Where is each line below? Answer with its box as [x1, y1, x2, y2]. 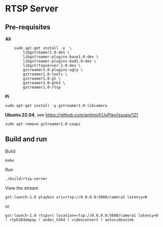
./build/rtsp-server [5, 176, 48, 181]
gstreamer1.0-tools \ [23, 72, 68, 77]
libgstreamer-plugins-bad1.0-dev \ [23, 59, 97, 64]
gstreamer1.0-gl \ [23, 76, 61, 81]
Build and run [5, 135, 47, 143]
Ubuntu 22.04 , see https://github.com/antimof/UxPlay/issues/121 [5, 112, 138, 117]
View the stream [5, 185, 39, 191]
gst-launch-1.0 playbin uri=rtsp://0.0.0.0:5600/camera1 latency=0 [5, 195, 148, 200]
